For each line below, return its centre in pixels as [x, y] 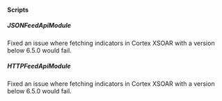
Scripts [18, 10]
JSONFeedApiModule [39, 26]
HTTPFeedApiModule [39, 66]
